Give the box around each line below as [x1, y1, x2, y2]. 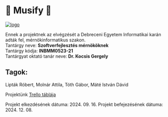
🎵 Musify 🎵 [5, 5, 52, 16]
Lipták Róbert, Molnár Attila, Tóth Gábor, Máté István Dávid [5, 81, 129, 87]
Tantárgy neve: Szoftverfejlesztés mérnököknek [5, 42, 109, 48]
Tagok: [5, 68, 28, 77]
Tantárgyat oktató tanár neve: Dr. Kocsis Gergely [5, 53, 108, 59]
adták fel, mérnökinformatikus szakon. [5, 37, 86, 43]
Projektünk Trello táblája [5, 91, 56, 98]
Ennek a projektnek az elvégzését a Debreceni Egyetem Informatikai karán [5, 31, 161, 37]
